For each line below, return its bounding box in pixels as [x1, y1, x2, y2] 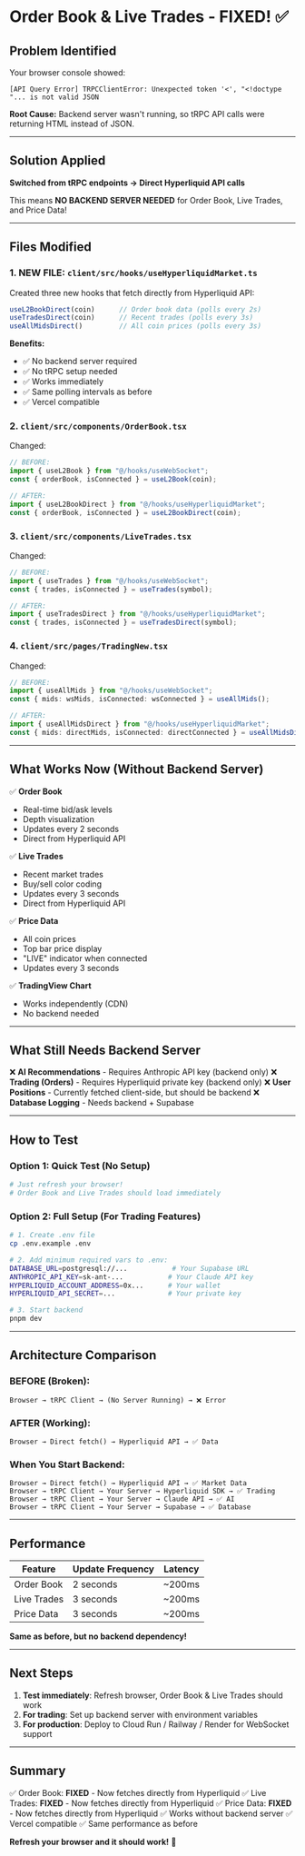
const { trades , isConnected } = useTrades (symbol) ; [9, 584, 213, 594]
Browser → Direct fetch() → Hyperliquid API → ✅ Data [9, 1437, 219, 1446]
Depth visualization [22, 813, 95, 824]
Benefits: [9, 338, 45, 349]
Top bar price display [22, 943, 103, 954]
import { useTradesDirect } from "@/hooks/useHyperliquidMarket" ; [9, 610, 266, 619]
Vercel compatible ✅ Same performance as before [9, 1818, 198, 1829]
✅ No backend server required [22, 356, 138, 367]
